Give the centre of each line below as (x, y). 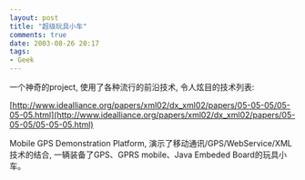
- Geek (22, 60)
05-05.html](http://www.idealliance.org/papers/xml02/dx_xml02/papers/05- (152, 115)
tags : (20, 52)
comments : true (38, 35)
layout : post (34, 18)
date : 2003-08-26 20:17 (55, 43)
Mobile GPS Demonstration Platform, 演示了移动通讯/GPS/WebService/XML (151, 143)
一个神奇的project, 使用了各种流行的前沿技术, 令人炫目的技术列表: (132, 87)
